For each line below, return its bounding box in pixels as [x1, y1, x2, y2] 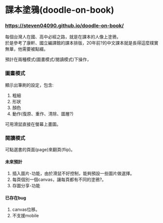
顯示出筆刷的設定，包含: [5, 82, 54, 88]
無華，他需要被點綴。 [5, 46, 48, 52]
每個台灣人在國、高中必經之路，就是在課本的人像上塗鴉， [5, 34, 121, 40]
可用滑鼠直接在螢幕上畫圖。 [5, 121, 61, 127]
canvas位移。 [12, 206, 40, 213]
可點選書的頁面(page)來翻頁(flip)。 [5, 147, 75, 153]
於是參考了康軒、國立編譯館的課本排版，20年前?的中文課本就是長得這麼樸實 [5, 40, 159, 46]
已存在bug [5, 195, 26, 201]
